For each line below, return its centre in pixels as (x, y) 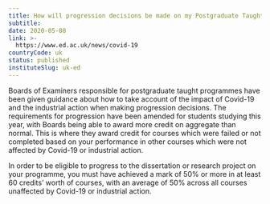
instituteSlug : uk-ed (45, 68)
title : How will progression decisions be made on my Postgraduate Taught (136, 16)
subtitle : (25, 23)
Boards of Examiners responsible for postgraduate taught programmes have (135, 90)
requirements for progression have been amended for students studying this (135, 116)
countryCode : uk (35, 53)
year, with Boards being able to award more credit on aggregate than (122, 124)
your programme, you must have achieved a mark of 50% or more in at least (135, 174)
